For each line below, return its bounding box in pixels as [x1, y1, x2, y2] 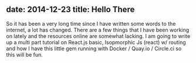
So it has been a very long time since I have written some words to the [6, 20, 176, 27]
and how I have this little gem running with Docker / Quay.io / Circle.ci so [6, 45, 182, 52]
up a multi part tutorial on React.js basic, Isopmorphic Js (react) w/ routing [6, 38, 186, 45]
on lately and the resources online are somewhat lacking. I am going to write [6, 32, 191, 40]
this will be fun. [6, 51, 43, 58]
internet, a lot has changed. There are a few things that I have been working [6, 26, 190, 33]
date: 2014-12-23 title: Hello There [6, 5, 135, 15]
